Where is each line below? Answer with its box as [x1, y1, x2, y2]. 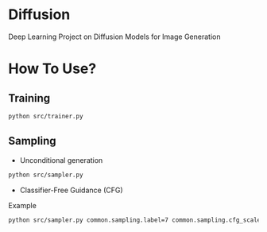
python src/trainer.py [8, 112, 83, 120]
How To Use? [8, 60, 97, 78]
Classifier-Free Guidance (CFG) [19, 185, 123, 195]
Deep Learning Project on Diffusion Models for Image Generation [8, 32, 221, 41]
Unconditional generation [19, 155, 103, 164]
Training [8, 91, 51, 105]
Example [8, 200, 37, 210]
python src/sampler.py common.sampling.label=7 [8, 216, 169, 224]
